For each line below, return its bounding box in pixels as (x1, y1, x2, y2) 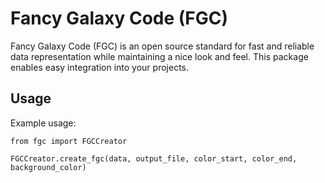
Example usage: (10, 117, 77, 129)
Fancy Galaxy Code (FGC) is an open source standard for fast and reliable (10, 40, 315, 52)
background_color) (10, 162, 87, 172)
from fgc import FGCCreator (10, 136, 128, 146)
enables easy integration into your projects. (10, 61, 189, 73)
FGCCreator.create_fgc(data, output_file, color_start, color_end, (10, 153, 298, 164)
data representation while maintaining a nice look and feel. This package (10, 50, 309, 62)
